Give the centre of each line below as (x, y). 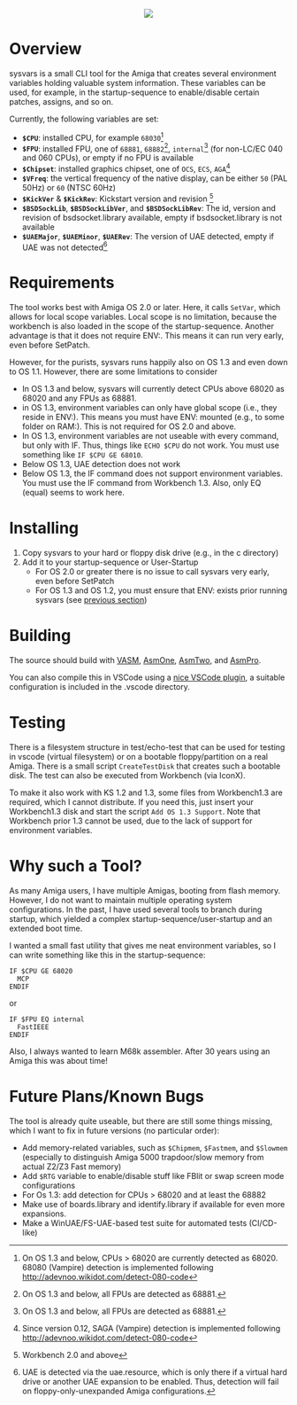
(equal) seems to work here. (73, 493)
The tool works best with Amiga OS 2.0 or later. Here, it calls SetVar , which (145, 308)
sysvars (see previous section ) (91, 600)
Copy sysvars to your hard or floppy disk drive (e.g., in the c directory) (150, 553)
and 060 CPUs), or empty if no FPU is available (108, 158)
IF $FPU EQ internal (47, 1019)
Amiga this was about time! (58, 1060)
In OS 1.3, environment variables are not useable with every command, (150, 436)
